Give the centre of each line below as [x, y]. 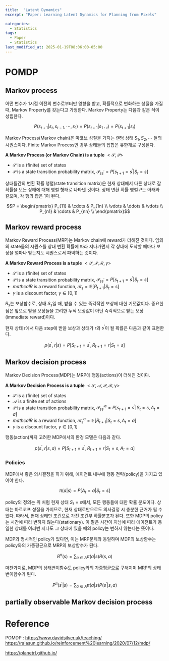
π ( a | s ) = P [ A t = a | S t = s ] [85, 491]
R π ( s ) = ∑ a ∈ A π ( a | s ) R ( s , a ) [85, 556]
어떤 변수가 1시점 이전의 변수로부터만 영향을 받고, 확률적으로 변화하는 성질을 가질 [84, 103]
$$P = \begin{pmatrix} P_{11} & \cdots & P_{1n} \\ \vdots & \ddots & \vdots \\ [85, 206]
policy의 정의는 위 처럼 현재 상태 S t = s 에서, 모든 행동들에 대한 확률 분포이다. [81, 503]
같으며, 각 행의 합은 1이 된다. [33, 196]
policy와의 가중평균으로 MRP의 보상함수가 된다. [52, 545]
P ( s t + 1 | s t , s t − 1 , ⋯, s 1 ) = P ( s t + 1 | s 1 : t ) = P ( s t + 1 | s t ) [85, 127]
